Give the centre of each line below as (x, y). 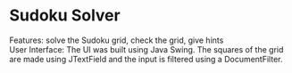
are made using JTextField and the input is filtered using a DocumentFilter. (146, 59)
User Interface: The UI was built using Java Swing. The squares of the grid (146, 49)
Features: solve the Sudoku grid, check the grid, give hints (117, 40)
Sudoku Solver (65, 16)
